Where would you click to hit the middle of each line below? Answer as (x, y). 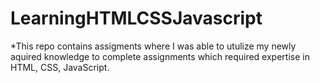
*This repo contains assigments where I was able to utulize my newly (153, 46)
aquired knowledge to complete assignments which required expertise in (160, 56)
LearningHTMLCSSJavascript (136, 18)
